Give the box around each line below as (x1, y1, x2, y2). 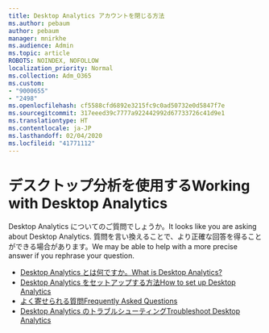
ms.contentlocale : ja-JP (8, 124, 92, 132)
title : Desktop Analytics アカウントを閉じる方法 (8, 11, 165, 20)
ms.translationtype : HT (8, 117, 89, 125)
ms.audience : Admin (8, 42, 74, 50)
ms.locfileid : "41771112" (8, 139, 95, 148)
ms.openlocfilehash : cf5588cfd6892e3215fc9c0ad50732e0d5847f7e (8, 102, 226, 110)
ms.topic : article (8, 49, 70, 57)
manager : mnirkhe (8, 34, 67, 43)
